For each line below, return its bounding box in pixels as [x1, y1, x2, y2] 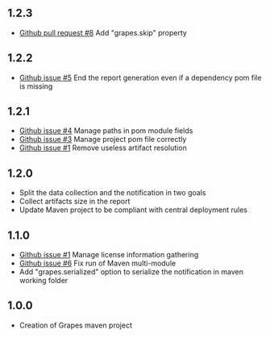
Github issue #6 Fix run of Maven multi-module [19, 258, 177, 269]
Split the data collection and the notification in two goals [19, 188, 206, 198]
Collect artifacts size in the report [19, 197, 131, 207]
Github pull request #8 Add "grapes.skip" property [19, 27, 187, 37]
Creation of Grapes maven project [19, 320, 132, 330]
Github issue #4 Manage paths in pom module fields [19, 126, 193, 136]
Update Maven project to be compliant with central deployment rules [19, 205, 247, 215]
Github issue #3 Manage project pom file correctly [19, 135, 187, 144]
